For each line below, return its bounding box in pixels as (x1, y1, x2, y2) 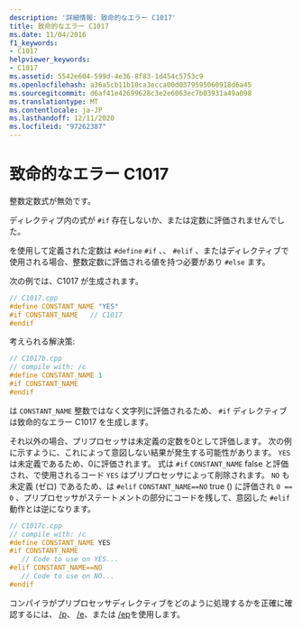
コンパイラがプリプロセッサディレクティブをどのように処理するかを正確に (9, 597, 286, 608)
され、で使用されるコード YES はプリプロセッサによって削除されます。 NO (9, 469, 280, 480)
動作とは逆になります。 (9, 503, 96, 514)
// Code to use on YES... (21, 555, 119, 564)
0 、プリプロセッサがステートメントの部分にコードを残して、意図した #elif (9, 492, 290, 503)
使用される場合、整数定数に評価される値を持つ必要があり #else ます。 (9, 256, 270, 267)
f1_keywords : (9, 38, 59, 48)
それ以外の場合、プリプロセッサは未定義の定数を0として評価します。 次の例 (9, 435, 292, 447)
